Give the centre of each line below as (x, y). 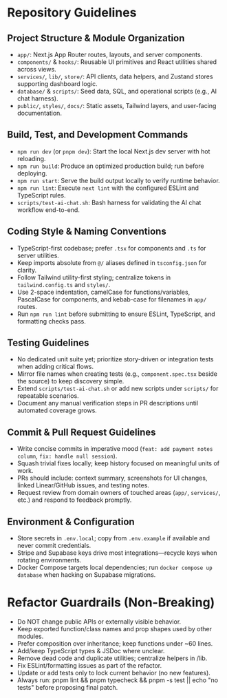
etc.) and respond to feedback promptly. (74, 500)
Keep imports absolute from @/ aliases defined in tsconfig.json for (112, 262)
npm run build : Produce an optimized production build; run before (110, 166)
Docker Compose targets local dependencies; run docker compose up (115, 568)
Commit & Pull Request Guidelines (82, 432)
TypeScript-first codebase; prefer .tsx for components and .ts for (111, 248)
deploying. (32, 173)
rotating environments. (49, 560)
